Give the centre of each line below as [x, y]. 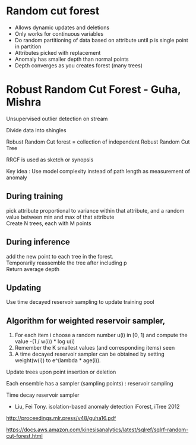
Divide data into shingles [36, 130]
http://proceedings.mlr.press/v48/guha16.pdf [61, 418]
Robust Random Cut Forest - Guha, [94, 90]
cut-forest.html [24, 436]
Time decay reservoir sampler [43, 395]
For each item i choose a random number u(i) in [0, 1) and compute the [101, 335]
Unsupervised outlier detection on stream [57, 119]
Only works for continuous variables [59, 33]
